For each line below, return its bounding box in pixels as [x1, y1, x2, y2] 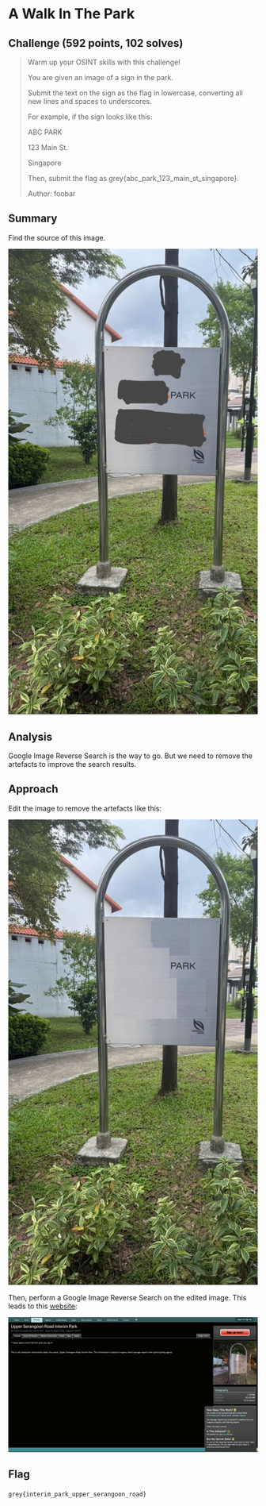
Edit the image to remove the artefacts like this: [8, 803, 162, 813]
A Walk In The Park [8, 5, 135, 23]
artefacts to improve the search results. [8, 759, 137, 768]
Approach [8, 783, 59, 796]
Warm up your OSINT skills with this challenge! [27, 57, 180, 67]
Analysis [8, 730, 53, 743]
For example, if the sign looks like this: [27, 112, 153, 121]
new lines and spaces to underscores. [27, 97, 152, 106]
